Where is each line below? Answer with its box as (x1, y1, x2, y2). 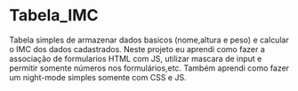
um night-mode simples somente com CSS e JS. (9, 72, 187, 82)
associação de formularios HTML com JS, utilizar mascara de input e (9, 53, 262, 64)
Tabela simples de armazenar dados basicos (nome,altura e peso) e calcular (9, 34, 289, 45)
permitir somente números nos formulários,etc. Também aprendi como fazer (9, 63, 290, 73)
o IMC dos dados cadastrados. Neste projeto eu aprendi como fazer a (9, 43, 265, 54)
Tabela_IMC (9, 5, 100, 26)
